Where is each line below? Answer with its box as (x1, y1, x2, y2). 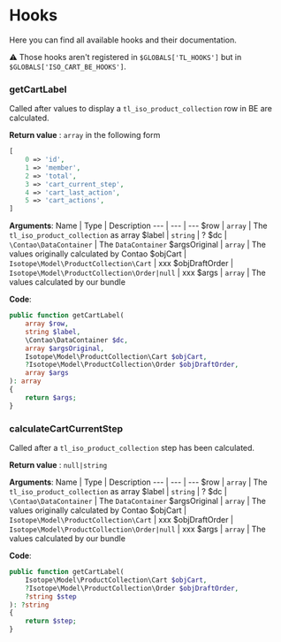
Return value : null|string (9, 460, 108, 470)
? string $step (25, 592, 77, 601)
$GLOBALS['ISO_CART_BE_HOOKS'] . (9, 61, 126, 72)
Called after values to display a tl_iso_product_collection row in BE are (9, 103, 272, 114)
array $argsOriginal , (25, 344, 104, 353)
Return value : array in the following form (9, 130, 161, 141)
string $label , (25, 327, 81, 336)
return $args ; (25, 393, 77, 402)
